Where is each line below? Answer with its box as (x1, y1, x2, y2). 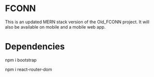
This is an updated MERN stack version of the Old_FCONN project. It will (5, 19, 150, 25)
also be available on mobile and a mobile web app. (5, 24, 106, 30)
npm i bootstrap (5, 57, 37, 63)
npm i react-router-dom (5, 66, 52, 72)
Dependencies (5, 41, 65, 52)
